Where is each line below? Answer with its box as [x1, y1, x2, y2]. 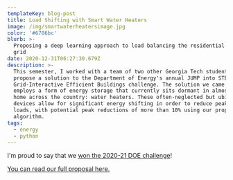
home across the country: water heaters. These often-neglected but [13, 94, 216, 101]
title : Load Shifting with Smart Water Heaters [7, 17, 148, 24]
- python [13, 132, 39, 139]
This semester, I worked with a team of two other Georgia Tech [13, 68, 203, 75]
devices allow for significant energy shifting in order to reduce [13, 100, 213, 107]
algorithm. [13, 113, 45, 120]
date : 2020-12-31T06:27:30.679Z [7, 55, 101, 62]
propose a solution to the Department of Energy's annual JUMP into [13, 74, 216, 82]
